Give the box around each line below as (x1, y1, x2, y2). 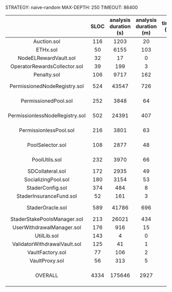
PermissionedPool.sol (20, 97, 73, 104)
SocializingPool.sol (24, 176, 70, 183)
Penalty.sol (33, 71, 60, 78)
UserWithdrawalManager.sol (12, 224, 81, 231)
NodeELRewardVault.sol (17, 55, 76, 61)
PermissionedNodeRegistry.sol (9, 83, 84, 89)
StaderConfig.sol (26, 184, 68, 191)
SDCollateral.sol (27, 168, 66, 174)
